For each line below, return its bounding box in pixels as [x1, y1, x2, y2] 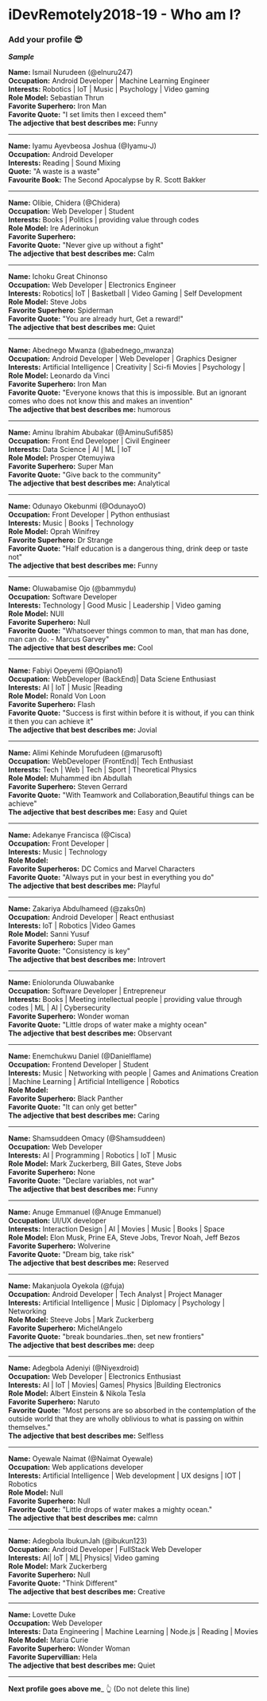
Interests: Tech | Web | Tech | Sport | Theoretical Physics [8, 765, 197, 775]
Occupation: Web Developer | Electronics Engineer [8, 281, 176, 290]
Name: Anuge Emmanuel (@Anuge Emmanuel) [8, 1208, 161, 1217]
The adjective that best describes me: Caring [8, 1110, 161, 1121]
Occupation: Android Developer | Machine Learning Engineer [8, 76, 210, 85]
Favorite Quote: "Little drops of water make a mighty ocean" [8, 1020, 207, 1030]
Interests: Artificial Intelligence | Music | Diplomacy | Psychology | [8, 1298, 225, 1308]
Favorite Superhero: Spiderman [8, 305, 114, 316]
